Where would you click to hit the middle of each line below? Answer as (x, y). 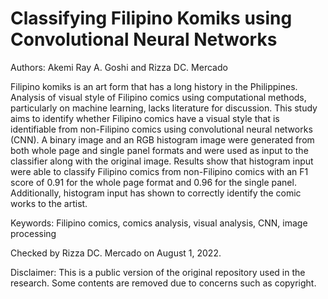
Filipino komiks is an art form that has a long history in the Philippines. (154, 86)
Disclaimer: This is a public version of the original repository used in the (158, 272)
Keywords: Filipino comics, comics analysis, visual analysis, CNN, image (159, 223)
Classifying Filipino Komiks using (151, 18)
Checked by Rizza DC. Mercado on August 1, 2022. (116, 253)
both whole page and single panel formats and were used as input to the (159, 150)
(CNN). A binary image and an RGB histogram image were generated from (162, 139)
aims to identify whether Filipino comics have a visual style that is (145, 118)
